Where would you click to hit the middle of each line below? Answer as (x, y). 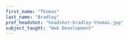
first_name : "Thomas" (33, 11)
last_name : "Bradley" (33, 17)
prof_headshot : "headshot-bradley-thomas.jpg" (64, 22)
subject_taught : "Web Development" (50, 28)
